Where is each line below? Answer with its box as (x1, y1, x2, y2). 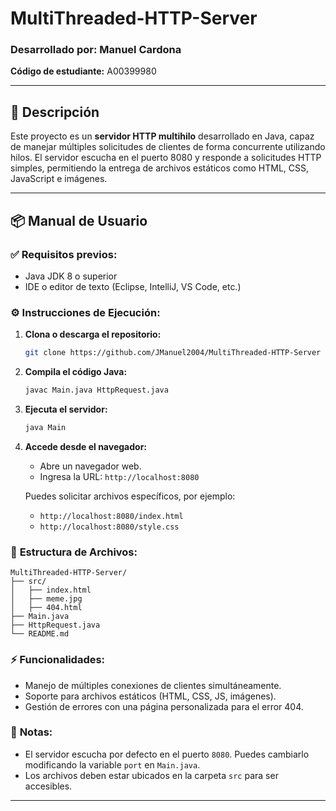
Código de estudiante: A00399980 (10, 65, 157, 77)
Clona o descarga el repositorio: (24, 328, 162, 341)
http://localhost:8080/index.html (39, 511, 184, 521)
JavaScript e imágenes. (10, 173, 108, 185)
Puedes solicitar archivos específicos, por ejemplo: (24, 490, 236, 502)
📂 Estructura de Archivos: (10, 545, 138, 559)
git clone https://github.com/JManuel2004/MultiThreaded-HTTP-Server (24, 348, 322, 358)
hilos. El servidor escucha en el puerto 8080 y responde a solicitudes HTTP (10, 152, 322, 164)
